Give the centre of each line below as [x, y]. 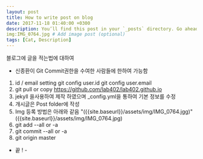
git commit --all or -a [41, 131]
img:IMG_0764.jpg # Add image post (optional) [66, 34]
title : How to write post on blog [50, 18]
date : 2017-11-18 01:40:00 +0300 [48, 23]
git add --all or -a [37, 125]
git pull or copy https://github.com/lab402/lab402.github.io [88, 89]
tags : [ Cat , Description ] [39, 40]
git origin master [35, 138]
